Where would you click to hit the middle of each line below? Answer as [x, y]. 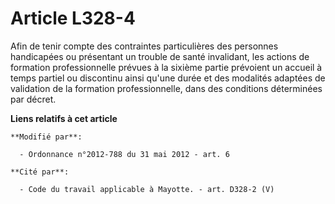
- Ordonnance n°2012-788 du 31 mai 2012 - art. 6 [124, 154]
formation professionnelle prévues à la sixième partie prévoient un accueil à [166, 67]
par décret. [33, 99]
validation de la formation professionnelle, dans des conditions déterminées [166, 88]
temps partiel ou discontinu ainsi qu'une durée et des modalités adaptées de [168, 78]
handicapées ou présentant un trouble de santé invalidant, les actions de [160, 56]
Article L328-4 [73, 18]
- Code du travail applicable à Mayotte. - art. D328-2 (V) [147, 189]
